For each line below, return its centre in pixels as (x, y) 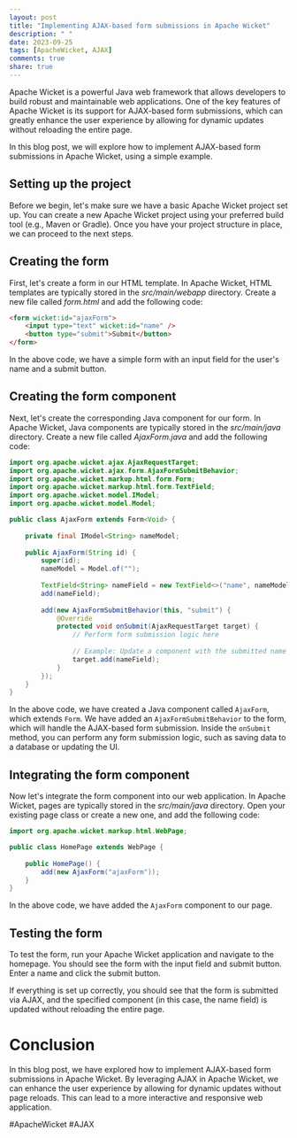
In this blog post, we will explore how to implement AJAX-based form (135, 146)
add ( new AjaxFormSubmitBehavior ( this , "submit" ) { (136, 610)
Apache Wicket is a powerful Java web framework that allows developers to (148, 92)
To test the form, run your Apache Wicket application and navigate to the (141, 955)
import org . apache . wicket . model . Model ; (83, 504)
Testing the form (56, 933)
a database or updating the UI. (65, 747)
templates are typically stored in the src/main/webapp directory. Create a (143, 292)
